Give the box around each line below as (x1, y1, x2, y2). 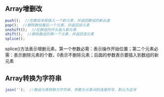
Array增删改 (5, 4, 43, 13)
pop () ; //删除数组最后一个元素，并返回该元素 (5, 23, 90, 28)
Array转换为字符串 (5, 74, 62, 82)
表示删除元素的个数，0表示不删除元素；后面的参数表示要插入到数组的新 (13, 52, 159, 58)
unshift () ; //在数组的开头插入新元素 (5, 27, 77, 32)
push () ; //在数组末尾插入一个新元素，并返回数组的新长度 (5, 18, 110, 23)
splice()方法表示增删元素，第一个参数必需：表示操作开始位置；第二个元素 (5, 46, 154, 52)
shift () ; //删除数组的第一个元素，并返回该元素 (5, 32, 95, 37)
